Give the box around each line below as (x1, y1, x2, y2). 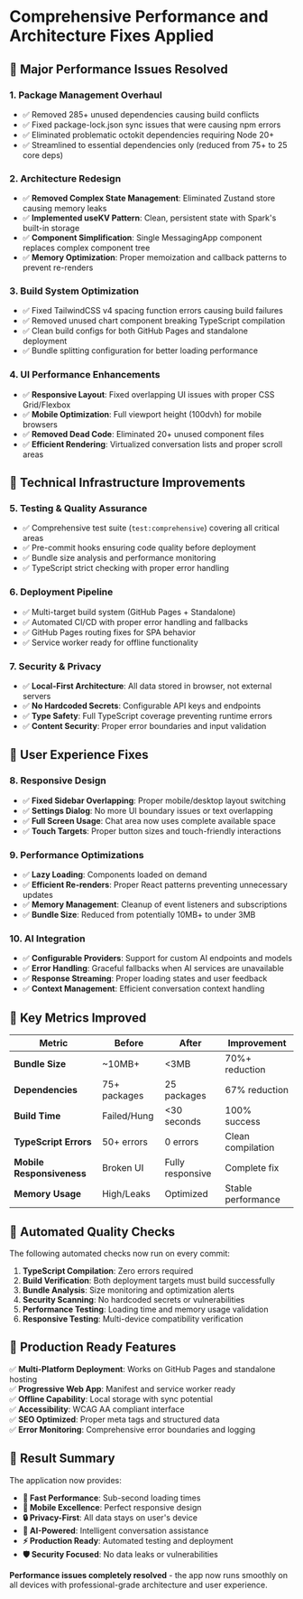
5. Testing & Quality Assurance (9, 502, 148, 515)
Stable (225, 1182, 252, 1194)
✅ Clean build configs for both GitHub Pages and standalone (22, 325, 248, 336)
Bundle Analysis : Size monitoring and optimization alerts (22, 1285, 234, 1295)
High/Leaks (102, 1188, 151, 1201)
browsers (22, 418, 59, 430)
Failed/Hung (102, 1109, 154, 1122)
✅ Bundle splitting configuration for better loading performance (22, 345, 259, 356)
